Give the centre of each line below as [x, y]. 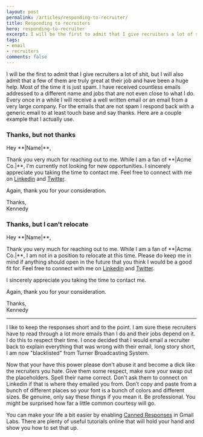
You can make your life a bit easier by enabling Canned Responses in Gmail [100, 415]
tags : [13, 40]
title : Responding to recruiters [48, 23]
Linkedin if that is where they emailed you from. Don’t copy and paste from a [101, 384]
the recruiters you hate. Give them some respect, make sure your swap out [99, 371]
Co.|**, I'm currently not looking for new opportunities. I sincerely [89, 166]
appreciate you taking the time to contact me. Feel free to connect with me [99, 172]
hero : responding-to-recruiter [46, 29]
